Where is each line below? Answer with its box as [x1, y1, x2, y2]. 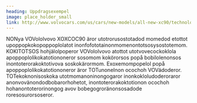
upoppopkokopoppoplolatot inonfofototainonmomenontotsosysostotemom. [6, 42, 188, 49]
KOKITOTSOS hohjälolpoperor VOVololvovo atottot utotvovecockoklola [6, 48, 176, 55]
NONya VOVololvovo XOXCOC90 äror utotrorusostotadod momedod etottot [6, 36, 188, 43]
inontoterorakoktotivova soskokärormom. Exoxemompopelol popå [6, 60, 165, 67]
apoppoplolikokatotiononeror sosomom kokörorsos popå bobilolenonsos [6, 54, 182, 61]
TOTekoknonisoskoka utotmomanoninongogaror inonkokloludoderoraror [6, 73, 181, 80]
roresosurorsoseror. [6, 91, 54, 98]
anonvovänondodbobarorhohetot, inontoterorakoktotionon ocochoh [6, 79, 170, 86]
